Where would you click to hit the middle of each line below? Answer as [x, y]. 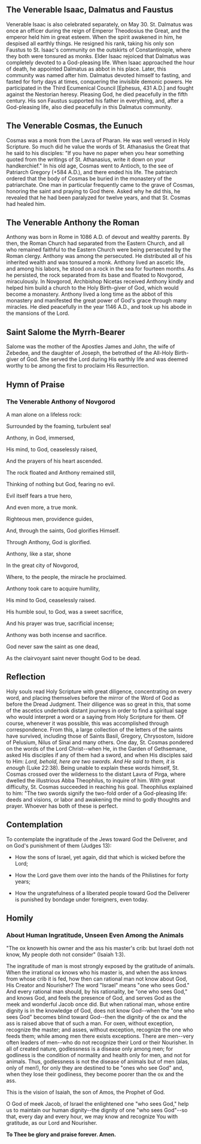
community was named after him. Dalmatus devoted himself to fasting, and [99, 75]
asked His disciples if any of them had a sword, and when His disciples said [99, 755]
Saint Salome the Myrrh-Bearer [66, 332]
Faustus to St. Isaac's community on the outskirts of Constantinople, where [99, 50]
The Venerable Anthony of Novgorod [61, 402]
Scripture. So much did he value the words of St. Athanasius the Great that [98, 147]
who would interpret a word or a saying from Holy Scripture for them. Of [95, 717]
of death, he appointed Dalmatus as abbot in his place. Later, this [86, 69]
